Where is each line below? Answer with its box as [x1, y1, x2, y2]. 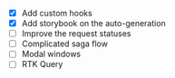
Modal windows [21, 49, 82, 60]
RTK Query [21, 59, 63, 70]
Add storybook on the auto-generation [21, 18, 167, 29]
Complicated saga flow [21, 38, 108, 49]
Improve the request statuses [21, 28, 132, 39]
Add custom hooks [21, 8, 92, 18]
